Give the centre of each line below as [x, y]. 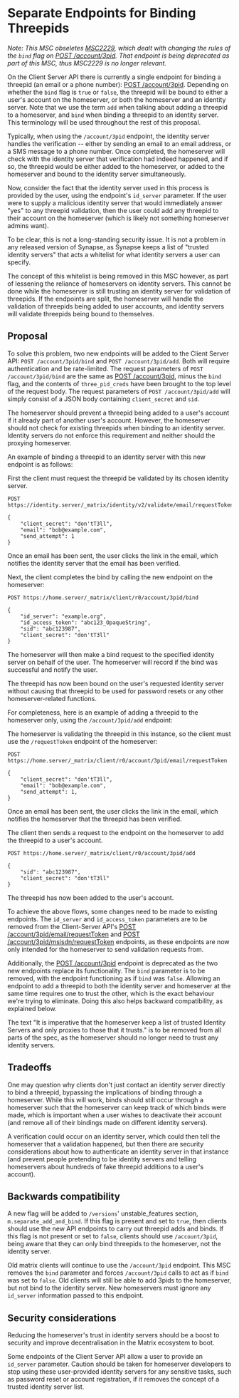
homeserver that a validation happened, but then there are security [106, 1144]
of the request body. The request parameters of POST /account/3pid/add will [119, 391]
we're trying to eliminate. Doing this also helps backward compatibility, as [115, 1001]
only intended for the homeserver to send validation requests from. [106, 949]
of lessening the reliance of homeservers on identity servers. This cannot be [119, 284]
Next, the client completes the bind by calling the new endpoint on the [110, 577]
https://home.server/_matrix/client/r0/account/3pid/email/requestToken [117, 760]
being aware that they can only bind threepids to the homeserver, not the [115, 1244]
